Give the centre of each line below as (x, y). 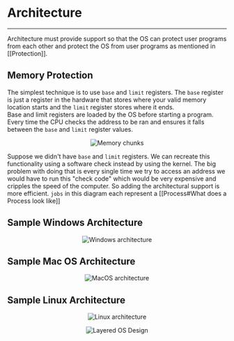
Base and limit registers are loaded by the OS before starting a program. (110, 114)
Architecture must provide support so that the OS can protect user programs (117, 38)
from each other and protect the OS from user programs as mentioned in (111, 46)
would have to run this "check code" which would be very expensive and (112, 179)
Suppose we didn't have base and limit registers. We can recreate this (109, 156)
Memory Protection (50, 76)
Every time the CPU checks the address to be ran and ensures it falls (106, 122)
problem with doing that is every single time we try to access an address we (116, 171)
